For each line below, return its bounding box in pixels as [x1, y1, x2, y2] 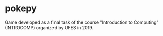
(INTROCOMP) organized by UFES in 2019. [5, 24, 94, 30]
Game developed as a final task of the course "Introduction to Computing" [5, 19, 159, 25]
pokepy [5, 3, 37, 14]
